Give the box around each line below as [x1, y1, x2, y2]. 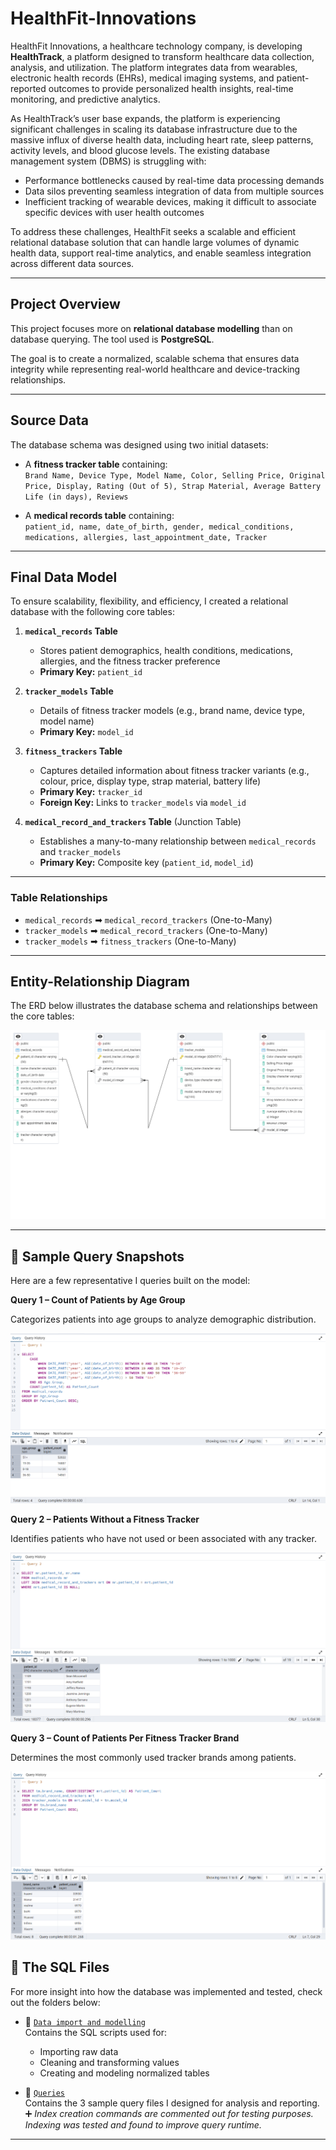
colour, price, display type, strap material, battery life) [39, 775, 262, 787]
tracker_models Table [24, 685, 114, 697]
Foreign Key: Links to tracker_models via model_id [39, 797, 247, 809]
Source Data [10, 412, 89, 429]
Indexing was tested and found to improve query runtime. [24, 2118, 262, 2131]
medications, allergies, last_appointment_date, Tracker [24, 532, 268, 542]
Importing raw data [39, 2045, 119, 2057]
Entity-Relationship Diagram [10, 973, 190, 991]
